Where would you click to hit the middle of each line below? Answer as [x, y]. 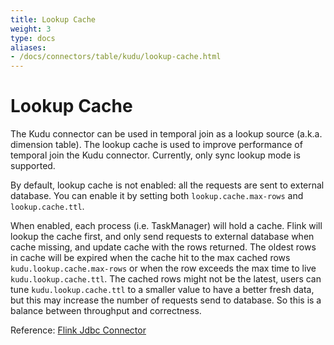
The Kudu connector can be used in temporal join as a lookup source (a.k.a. [166, 134]
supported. [33, 166]
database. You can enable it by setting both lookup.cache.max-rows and [157, 196]
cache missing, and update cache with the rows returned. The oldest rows [163, 247]
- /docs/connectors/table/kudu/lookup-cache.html [116, 57]
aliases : [28, 47]
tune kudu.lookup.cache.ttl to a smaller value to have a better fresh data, [162, 290]
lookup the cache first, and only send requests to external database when [162, 237]
